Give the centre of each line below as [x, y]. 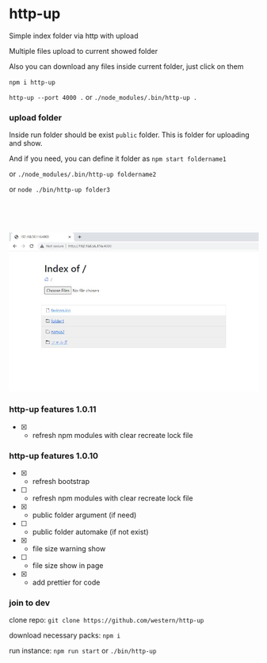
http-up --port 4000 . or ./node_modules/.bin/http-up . [103, 97]
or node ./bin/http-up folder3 [59, 189]
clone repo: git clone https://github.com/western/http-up [107, 620]
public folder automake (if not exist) [90, 532]
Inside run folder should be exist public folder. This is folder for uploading [130, 135]
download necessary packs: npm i [65, 635]
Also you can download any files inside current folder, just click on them [126, 66]
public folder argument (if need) [84, 515]
